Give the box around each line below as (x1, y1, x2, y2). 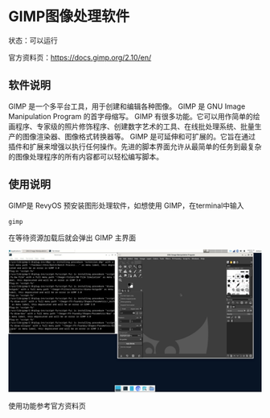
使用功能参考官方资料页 (8, 401, 86, 411)
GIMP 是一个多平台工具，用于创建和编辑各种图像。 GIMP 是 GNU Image (8, 101, 246, 111)
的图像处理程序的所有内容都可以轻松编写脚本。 (8, 151, 163, 161)
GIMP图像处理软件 (8, 7, 130, 26)
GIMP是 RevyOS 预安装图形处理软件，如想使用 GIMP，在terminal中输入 (8, 201, 244, 210)
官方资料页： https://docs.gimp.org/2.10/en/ (8, 52, 152, 62)
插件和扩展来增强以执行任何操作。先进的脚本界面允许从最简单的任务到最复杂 (8, 142, 262, 151)
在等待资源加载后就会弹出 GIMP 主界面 (8, 233, 137, 242)
